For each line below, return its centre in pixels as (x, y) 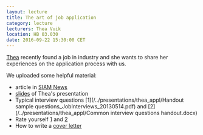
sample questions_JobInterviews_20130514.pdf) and (81, 106)
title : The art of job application (51, 18)
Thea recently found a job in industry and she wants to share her (87, 57)
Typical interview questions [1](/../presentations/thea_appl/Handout (99, 100)
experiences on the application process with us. (66, 64)
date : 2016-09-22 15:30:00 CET (46, 40)
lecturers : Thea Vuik (34, 29)
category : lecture (29, 23)
